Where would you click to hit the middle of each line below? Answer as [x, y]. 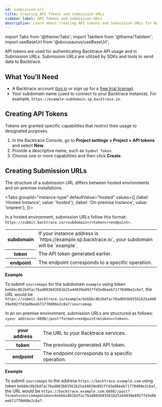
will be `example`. [58, 245]
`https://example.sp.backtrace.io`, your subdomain [95, 239]
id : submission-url [25, 9]
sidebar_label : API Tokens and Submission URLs [54, 18]
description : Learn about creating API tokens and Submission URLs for [78, 23]
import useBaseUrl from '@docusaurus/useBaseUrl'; [57, 42]
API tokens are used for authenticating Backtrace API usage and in [71, 51]
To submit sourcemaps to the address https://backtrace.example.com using [79, 380]
